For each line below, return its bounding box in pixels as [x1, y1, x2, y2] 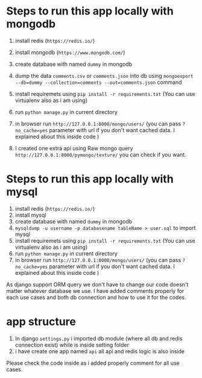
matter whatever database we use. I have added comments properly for [6, 287, 185, 294]
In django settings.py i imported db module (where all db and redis [14, 335, 183, 342]
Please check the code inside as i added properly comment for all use [6, 359, 180, 367]
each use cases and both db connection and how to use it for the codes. [6, 293, 186, 301]
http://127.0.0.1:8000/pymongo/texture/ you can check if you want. [14, 151, 187, 158]
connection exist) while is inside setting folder [14, 341, 130, 348]
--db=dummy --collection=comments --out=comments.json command [14, 78, 182, 86]
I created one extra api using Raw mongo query [14, 144, 134, 152]
